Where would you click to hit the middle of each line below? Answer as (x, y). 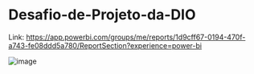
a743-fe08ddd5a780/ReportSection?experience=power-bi (105, 45)
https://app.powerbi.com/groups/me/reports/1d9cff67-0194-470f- (136, 37)
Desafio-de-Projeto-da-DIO (102, 15)
